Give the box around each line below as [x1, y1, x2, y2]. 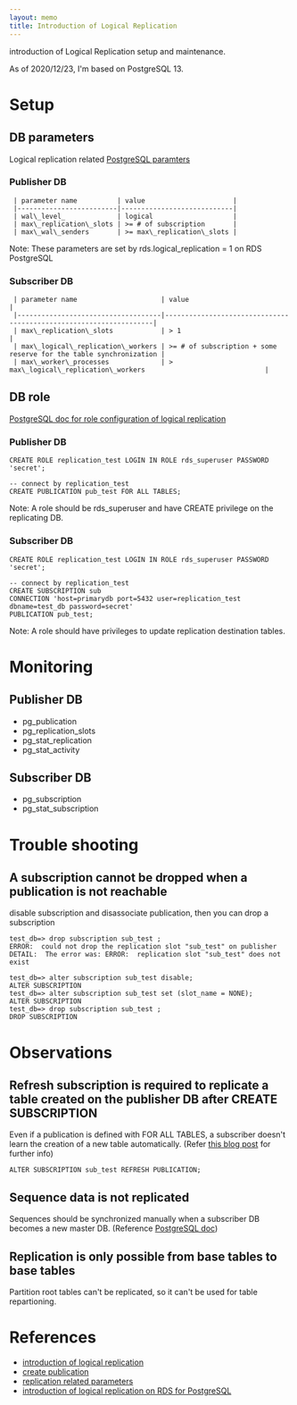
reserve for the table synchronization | [9, 350, 166, 359]
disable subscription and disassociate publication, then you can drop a [9, 907, 269, 918]
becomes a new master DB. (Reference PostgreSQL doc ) [9, 1223, 219, 1234]
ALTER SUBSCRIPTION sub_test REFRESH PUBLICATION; [9, 1166, 202, 1175]
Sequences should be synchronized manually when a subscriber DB [9, 1214, 260, 1225]
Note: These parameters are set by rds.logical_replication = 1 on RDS [9, 243, 262, 254]
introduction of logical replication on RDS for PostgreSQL [21, 1385, 232, 1396]
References [9, 1327, 96, 1348]
